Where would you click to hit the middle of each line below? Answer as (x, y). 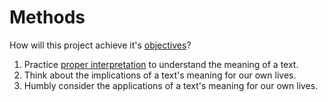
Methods (47, 17)
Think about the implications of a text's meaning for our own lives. (160, 75)
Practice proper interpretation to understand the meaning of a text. (161, 64)
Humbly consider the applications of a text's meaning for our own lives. (171, 85)
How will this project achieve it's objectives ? (100, 45)
